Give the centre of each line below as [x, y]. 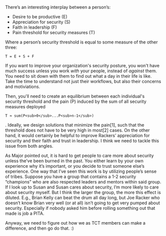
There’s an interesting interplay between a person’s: [58, 7]
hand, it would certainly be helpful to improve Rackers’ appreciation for [78, 135]
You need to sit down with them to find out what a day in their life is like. [79, 76]
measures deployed [25, 107]
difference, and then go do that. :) [40, 228]
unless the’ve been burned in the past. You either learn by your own [74, 161]
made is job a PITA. [25, 213]
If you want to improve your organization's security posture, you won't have [82, 66]
